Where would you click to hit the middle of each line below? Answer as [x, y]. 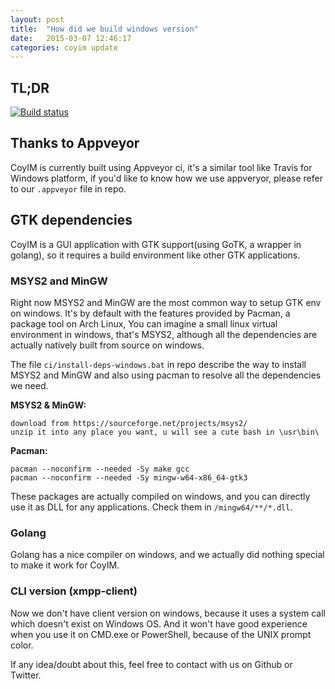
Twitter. [26, 675]
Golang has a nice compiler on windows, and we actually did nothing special [167, 555]
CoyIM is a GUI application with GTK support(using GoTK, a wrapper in [156, 244]
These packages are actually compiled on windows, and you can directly [160, 496]
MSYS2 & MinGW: [48, 405]
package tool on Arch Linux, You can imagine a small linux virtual [144, 323]
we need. [29, 385]
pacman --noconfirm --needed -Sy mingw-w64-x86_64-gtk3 [129, 477]
